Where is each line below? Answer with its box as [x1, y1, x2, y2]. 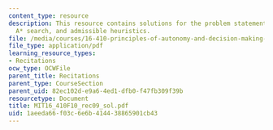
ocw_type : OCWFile [8, 65, 71, 73]
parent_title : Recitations [8, 72, 100, 80]
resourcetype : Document [8, 94, 89, 103]
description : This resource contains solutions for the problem [8, 19, 231, 27]
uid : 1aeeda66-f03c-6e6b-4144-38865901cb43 [8, 110, 158, 118]
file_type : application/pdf [8, 42, 104, 50]
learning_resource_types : [8, 49, 96, 57]
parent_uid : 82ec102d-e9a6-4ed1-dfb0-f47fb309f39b [8, 86, 184, 95]
